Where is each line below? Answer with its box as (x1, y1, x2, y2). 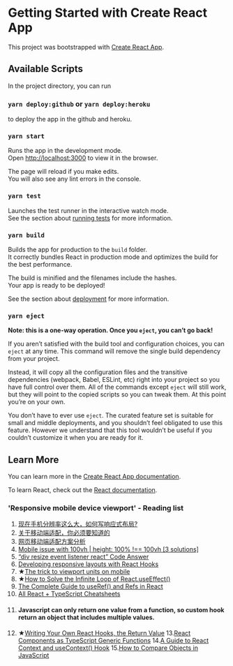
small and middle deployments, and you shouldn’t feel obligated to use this (8, 419, 223, 427)
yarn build (8, 231, 45, 239)
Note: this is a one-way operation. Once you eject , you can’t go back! (8, 326, 213, 334)
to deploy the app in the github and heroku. (8, 115, 132, 124)
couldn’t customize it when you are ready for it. (8, 434, 144, 442)
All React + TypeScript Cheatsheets (17, 590, 121, 598)
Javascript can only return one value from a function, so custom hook (17, 605, 225, 614)
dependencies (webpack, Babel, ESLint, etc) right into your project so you (8, 376, 220, 384)
